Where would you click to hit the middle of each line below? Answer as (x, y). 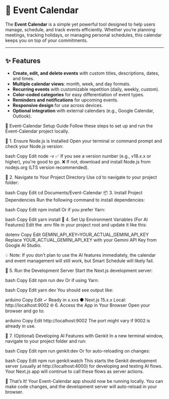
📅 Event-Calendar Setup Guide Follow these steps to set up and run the (79, 126)
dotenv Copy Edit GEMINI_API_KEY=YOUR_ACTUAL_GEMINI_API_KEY (77, 235)
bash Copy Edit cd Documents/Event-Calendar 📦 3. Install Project (74, 192)
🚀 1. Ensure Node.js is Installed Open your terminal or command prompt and (84, 141)
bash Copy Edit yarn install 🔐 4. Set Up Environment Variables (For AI (77, 219)
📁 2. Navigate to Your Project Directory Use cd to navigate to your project (81, 177)
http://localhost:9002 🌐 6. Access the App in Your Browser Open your (78, 305)
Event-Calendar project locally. (37, 131)
